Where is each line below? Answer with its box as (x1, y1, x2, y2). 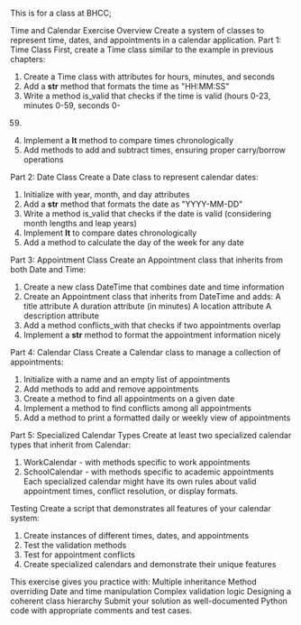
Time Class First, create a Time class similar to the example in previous (10, 44, 274, 55)
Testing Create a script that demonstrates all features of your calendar (10, 503, 271, 513)
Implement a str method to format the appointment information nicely (23, 329, 281, 340)
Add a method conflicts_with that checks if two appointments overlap (23, 320, 281, 330)
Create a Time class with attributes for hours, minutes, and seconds (23, 71, 276, 82)
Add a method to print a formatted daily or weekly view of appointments (23, 412, 291, 423)
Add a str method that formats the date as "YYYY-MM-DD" (23, 198, 243, 209)
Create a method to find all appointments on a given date (23, 393, 235, 404)
